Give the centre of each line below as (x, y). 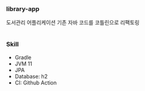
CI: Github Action (36, 83)
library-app (23, 9)
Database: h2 (31, 76)
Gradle (23, 57)
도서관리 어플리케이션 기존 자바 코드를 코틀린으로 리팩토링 (73, 23)
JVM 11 (23, 64)
